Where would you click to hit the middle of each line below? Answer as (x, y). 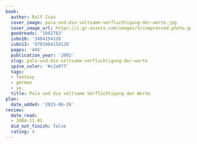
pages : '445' (27, 50)
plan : (12, 99)
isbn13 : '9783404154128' (41, 45)
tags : (18, 72)
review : (15, 110)
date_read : (24, 115)
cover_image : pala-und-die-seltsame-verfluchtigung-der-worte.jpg (94, 22)
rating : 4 (23, 132)
